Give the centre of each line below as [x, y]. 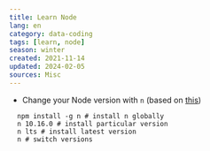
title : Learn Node [43, 17]
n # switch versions [55, 139]
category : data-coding [51, 34]
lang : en [25, 26]
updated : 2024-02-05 [47, 67]
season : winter [37, 50]
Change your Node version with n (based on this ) [112, 100]
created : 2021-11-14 [47, 58]
